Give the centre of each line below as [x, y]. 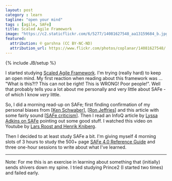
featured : [16, 39]
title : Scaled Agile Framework [39, 29]
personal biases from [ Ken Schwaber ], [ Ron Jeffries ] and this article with [82, 110]
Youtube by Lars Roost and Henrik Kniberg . [51, 126]
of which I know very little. [33, 94]
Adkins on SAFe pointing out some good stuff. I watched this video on [79, 120]
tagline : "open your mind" [34, 19]
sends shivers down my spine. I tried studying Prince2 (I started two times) [84, 167]
